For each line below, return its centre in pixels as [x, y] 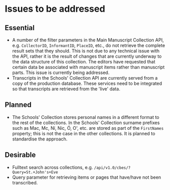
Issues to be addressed [55, 9]
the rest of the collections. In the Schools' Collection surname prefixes [86, 123]
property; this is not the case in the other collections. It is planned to [84, 133]
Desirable [20, 155]
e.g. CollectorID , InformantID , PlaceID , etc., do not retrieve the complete [89, 45]
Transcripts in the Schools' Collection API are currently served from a [85, 78]
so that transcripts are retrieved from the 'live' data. [66, 89]
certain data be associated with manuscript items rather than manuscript [88, 67]
